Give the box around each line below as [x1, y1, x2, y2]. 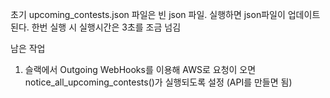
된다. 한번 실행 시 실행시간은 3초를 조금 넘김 [10, 21, 182, 33]
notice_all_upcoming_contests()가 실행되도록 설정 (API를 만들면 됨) [24, 76, 293, 88]
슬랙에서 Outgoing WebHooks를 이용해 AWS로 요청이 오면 [24, 64, 257, 75]
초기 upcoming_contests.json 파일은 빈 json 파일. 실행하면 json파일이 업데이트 [10, 9, 321, 20]
